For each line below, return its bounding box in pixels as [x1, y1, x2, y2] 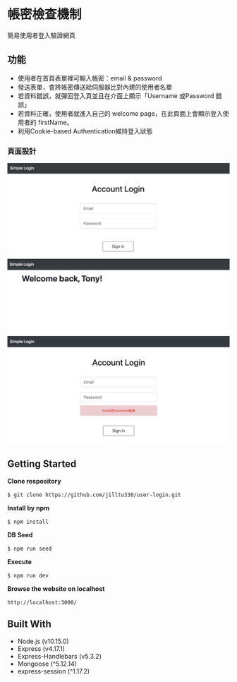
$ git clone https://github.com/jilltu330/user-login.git [7, 491, 181, 498]
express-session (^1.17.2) [17, 666, 90, 675]
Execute [7, 557, 32, 566]
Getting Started [7, 458, 77, 470]
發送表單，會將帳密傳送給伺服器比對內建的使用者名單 [17, 83, 173, 91]
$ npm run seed [7, 545, 52, 552]
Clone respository [7, 477, 61, 485]
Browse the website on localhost [7, 584, 105, 593]
